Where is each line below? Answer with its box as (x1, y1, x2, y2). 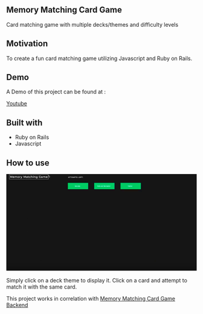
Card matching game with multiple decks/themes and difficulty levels (6, 21, 179, 28)
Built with (6, 118, 43, 128)
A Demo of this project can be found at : (6, 88, 106, 96)
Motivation (6, 39, 48, 49)
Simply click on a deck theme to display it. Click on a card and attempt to (6, 277, 187, 284)
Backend (6, 301, 28, 309)
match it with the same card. (6, 283, 77, 290)
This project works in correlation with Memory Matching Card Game (6, 295, 175, 302)
